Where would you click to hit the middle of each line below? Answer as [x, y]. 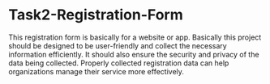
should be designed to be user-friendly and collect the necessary [118, 45]
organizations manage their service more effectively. [96, 71]
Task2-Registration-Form [96, 15]
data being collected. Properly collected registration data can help [119, 63]
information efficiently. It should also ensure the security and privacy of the [134, 54]
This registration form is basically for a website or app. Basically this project [135, 37]
